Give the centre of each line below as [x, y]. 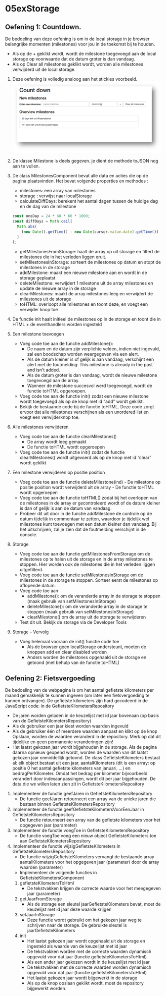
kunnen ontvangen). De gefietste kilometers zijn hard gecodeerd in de [77, 701]
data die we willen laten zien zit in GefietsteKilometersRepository [78, 784]
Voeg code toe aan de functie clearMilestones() [68, 437]
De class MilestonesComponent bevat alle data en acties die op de [80, 176]
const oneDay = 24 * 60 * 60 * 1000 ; [51, 216]
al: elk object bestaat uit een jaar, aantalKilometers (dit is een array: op [84, 763]
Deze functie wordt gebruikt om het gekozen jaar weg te [84, 920]
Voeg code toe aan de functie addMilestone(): [66, 344]
